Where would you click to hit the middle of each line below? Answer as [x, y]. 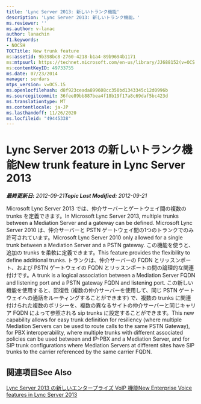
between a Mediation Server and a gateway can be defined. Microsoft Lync [99, 223]
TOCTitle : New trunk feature [43, 51]
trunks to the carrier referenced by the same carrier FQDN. [79, 352]
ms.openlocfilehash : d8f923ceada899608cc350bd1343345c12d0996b [87, 90]
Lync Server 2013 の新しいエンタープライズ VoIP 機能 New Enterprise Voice [99, 388]
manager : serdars [28, 79]
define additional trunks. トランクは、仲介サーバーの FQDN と [83, 260]
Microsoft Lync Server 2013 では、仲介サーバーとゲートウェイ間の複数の [96, 209]
